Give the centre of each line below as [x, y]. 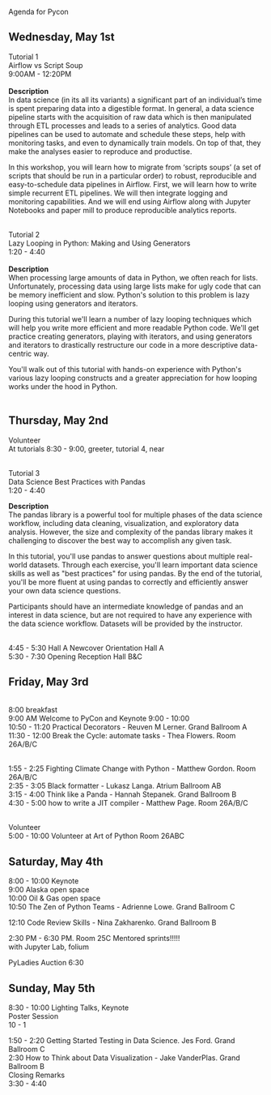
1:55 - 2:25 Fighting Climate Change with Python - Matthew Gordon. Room [132, 768]
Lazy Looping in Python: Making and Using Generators [100, 243]
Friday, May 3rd [49, 682]
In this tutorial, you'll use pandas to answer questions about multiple [122, 556]
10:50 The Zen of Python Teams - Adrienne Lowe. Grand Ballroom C [122, 907]
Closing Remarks [37, 1075]
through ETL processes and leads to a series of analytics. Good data [123, 126]
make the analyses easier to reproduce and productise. [100, 151]
